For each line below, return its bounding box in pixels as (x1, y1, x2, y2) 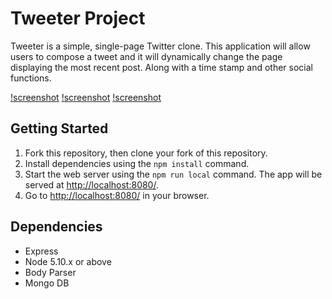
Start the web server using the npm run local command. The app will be (24, 168, 323, 180)
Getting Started (10, 120, 109, 137)
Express (24, 245, 59, 257)
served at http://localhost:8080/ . (24, 178, 159, 191)
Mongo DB (24, 277, 70, 289)
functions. (10, 72, 52, 84)
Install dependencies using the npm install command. (24, 157, 250, 169)
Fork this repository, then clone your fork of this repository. (24, 147, 268, 159)
